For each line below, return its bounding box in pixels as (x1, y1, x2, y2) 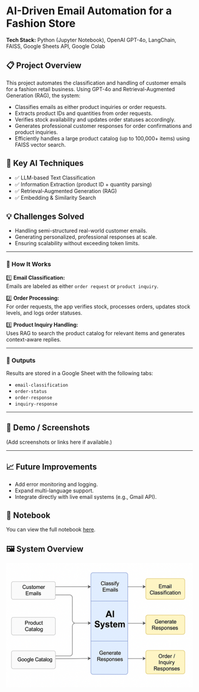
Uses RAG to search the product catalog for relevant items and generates (6, 329, 185, 337)
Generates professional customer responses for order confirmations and (14, 122, 192, 129)
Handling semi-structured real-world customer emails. (14, 227, 147, 235)
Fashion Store (6, 17, 76, 30)
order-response (14, 395, 53, 401)
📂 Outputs (6, 356, 36, 364)
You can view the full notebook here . (6, 526, 96, 533)
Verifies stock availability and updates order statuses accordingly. (14, 116, 176, 123)
